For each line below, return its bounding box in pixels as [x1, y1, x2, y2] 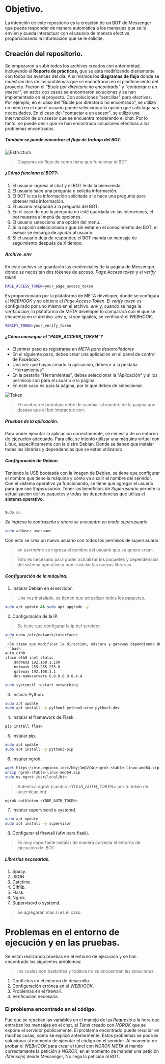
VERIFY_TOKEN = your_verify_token [5, 323, 71, 328]
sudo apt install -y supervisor [5, 821, 71, 826]
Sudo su [5, 510, 21, 515]
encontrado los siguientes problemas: [5, 959, 82, 965]
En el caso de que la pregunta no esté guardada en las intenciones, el [12, 208, 153, 215]
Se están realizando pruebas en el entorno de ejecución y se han [5, 954, 137, 960]
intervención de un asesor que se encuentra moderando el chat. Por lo [5, 115, 148, 121]
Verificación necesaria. [12, 994, 59, 1000]
